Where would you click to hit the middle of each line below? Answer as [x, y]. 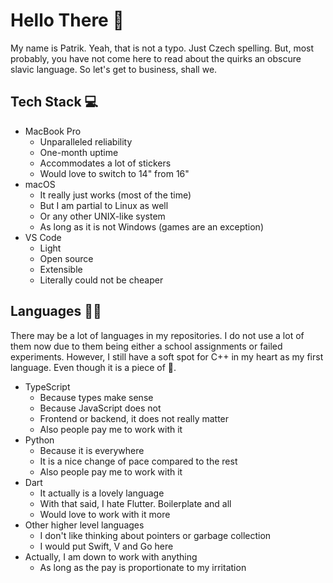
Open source [66, 258]
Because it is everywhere [92, 450]
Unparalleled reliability [86, 141]
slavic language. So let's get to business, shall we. [114, 69]
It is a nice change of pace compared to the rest [138, 461]
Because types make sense [96, 397]
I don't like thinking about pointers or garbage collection [155, 535]
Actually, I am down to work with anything [111, 556]
